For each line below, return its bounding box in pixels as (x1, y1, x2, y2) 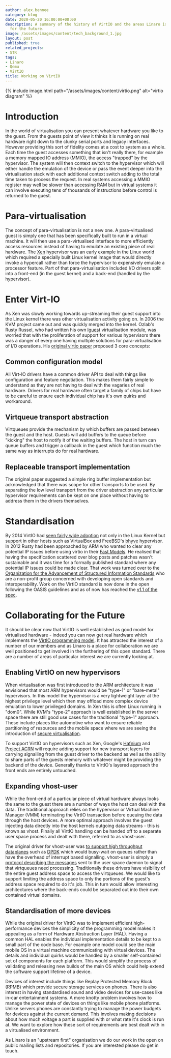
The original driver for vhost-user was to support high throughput (5, 843, 142, 849)
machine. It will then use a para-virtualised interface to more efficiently (5, 238, 154, 244)
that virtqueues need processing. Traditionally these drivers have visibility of (5, 865, 165, 871)
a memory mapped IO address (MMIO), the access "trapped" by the (5, 155, 148, 161)
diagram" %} (5, 93, 32, 99)
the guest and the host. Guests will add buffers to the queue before (5, 432, 146, 438)
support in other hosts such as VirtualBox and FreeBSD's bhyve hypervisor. (5, 538, 163, 544)
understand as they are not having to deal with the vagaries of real (5, 382, 145, 388)
